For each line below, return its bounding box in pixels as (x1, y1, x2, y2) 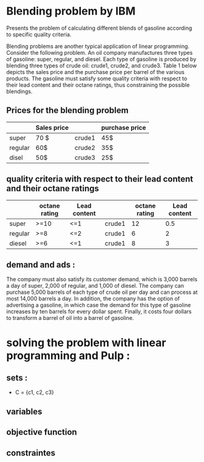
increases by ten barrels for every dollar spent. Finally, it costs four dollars (6, 308, 192, 315)
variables (6, 406, 42, 416)
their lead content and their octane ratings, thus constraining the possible (6, 81, 190, 89)
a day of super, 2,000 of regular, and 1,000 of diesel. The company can (6, 282, 184, 290)
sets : (6, 372, 28, 383)
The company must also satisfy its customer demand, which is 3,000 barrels (6, 276, 198, 283)
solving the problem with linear (6, 336, 166, 350)
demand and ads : (6, 259, 76, 270)
